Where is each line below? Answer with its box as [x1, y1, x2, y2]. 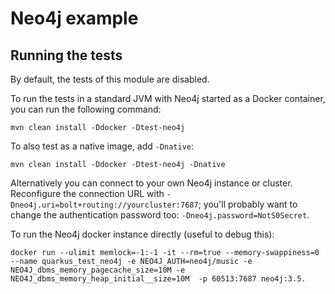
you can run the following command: [10, 103, 162, 115]
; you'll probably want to [198, 198, 298, 210]
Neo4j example [10, 7, 139, 30]
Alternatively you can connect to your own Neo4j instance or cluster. [10, 177, 293, 189]
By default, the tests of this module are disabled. [10, 73, 210, 85]
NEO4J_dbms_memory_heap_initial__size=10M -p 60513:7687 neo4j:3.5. [10, 274, 307, 284]
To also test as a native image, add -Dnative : [10, 140, 195, 152]
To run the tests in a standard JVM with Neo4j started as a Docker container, [10, 93, 326, 104]
